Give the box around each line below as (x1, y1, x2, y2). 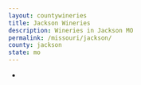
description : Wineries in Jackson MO (8, 26, 134, 34)
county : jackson (8, 41, 62, 49)
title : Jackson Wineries (8, 19, 91, 27)
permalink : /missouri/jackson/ (8, 33, 112, 42)
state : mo (8, 48, 41, 56)
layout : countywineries (8, 11, 88, 20)
